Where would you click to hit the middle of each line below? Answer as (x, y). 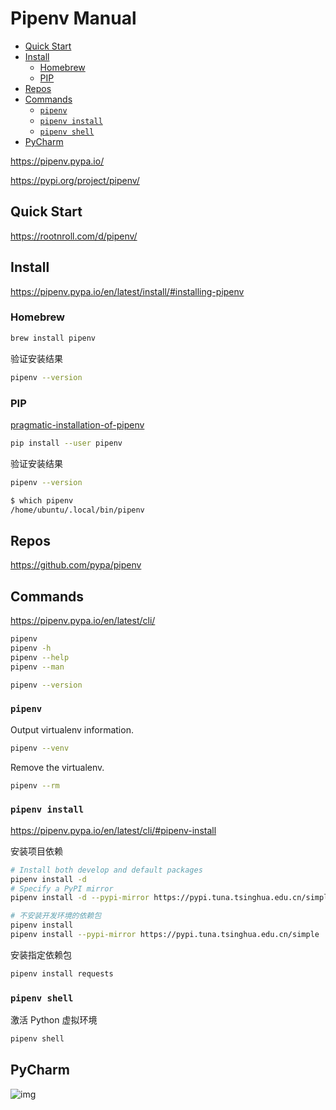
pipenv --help (40, 657)
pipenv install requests (62, 973)
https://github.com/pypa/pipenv (76, 565)
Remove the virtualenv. (57, 767)
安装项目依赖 (36, 851)
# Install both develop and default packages (106, 870)
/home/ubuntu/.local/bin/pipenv (77, 510)
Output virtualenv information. (72, 729)
